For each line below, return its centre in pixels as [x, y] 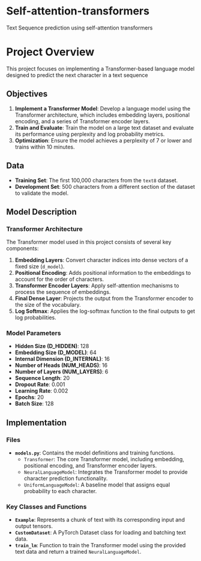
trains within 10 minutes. [45, 147]
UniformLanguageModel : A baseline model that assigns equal [97, 485]
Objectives [27, 94]
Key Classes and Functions [46, 507]
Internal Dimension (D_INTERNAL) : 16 [62, 359]
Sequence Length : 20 [42, 378]
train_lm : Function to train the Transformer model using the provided [100, 545]
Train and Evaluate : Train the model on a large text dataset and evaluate [104, 127]
